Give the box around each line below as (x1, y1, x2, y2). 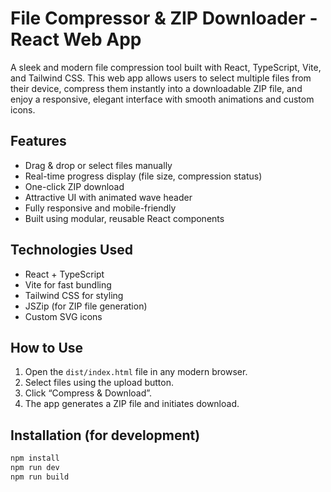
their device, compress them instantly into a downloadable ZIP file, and (10, 82, 303, 94)
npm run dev (10, 463, 60, 473)
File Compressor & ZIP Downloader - (10, 7, 318, 30)
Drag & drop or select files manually (24, 159, 173, 171)
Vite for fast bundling (24, 278, 112, 291)
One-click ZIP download (24, 180, 125, 192)
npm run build (10, 472, 70, 482)
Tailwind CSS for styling (24, 289, 124, 301)
